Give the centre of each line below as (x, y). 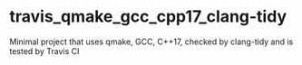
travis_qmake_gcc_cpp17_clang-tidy (148, 17)
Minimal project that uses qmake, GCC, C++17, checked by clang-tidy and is (151, 42)
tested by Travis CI (44, 51)
